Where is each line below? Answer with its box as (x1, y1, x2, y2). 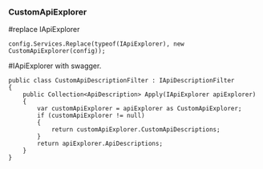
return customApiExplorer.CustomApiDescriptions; (51, 126, 221, 134)
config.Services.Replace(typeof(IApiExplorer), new (8, 40, 184, 48)
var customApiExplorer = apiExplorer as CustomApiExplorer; (37, 105, 242, 113)
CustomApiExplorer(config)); (8, 47, 106, 55)
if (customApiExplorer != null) (37, 111, 146, 120)
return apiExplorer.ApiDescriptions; (37, 139, 163, 148)
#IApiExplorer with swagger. (8, 61, 102, 70)
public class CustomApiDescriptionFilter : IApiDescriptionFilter (8, 77, 235, 85)
